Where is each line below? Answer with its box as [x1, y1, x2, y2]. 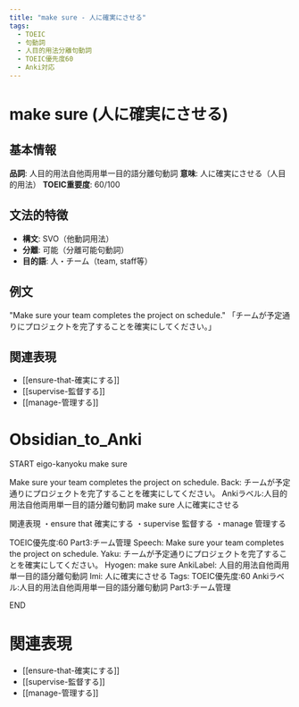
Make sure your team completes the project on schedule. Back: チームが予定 [9, 477, 291, 488]
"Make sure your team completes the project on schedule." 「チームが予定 [9, 309, 283, 320]
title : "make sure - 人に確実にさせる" [9, 13, 147, 22]
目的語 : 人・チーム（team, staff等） [21, 256, 153, 266]
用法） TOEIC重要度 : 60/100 [16, 179, 120, 189]
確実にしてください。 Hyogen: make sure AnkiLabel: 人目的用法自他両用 [24, 560, 290, 570]
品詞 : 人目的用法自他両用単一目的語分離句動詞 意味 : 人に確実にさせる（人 [9, 167, 278, 179]
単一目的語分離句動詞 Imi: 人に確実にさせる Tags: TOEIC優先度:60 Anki [9, 571, 270, 582]
